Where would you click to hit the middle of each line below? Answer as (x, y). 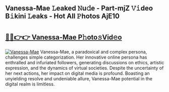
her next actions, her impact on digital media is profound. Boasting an (77, 73)
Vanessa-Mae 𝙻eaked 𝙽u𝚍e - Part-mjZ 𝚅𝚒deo (79, 8)
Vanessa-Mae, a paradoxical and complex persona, (94, 52)
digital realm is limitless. (30, 84)
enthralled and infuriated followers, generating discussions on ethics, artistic (85, 62)
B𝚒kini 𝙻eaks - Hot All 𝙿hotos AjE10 (63, 16)
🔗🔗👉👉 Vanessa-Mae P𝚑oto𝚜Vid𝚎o (64, 37)
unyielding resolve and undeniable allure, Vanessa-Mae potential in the (79, 79)
